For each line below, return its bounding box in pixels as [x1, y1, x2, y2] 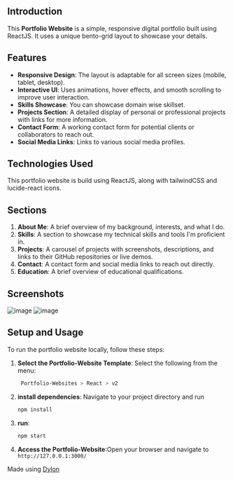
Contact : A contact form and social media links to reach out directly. [17, 260, 215, 268]
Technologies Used [7, 158, 93, 170]
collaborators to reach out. [17, 130, 94, 139]
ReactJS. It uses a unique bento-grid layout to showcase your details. [7, 32, 208, 40]
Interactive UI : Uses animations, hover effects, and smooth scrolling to [17, 85, 222, 94]
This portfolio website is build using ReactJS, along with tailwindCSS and [7, 177, 218, 185]
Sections [7, 204, 47, 216]
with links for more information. [17, 115, 108, 123]
